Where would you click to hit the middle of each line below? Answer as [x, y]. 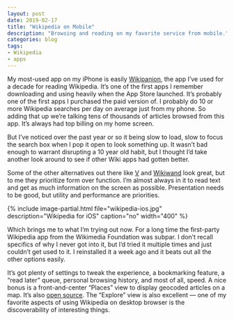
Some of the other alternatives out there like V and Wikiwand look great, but [116, 172]
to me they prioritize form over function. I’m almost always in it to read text [114, 180]
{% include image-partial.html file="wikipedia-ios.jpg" [85, 208]
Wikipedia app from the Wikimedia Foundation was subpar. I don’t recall [110, 237]
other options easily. [37, 259]
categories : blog [32, 40]
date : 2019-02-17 [32, 20]
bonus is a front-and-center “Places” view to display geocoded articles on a [116, 288]
